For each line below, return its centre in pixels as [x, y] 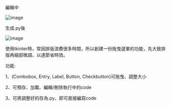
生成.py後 [15, 28]
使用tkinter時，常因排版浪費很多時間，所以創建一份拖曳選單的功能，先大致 [83, 49]
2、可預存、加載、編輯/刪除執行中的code [48, 87]
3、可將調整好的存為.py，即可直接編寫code [51, 98]
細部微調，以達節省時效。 [41, 55]
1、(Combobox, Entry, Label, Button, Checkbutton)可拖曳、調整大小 [76, 77]
